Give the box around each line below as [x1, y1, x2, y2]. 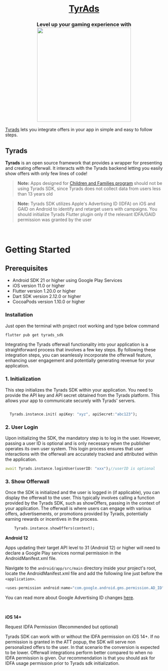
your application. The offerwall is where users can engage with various [5, 506, 151, 512]
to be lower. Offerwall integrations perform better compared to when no [5, 649, 153, 655]
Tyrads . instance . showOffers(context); [14, 526, 95, 531]
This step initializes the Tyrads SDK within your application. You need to [5, 387, 153, 393]
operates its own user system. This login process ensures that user [5, 445, 143, 451]
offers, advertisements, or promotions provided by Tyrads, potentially [5, 511, 148, 517]
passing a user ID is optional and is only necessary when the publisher [5, 440, 150, 446]
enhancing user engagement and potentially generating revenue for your [5, 357, 155, 363]
